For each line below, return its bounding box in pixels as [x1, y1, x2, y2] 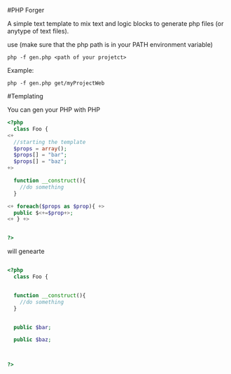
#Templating [7, 92, 43, 100]
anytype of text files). [7, 27, 69, 35]
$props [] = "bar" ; [13, 152, 68, 159]
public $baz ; [13, 336, 52, 343]
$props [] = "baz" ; [13, 158, 68, 165]
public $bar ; [13, 324, 52, 331]
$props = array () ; [13, 145, 68, 152]
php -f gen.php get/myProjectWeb [7, 80, 105, 87]
